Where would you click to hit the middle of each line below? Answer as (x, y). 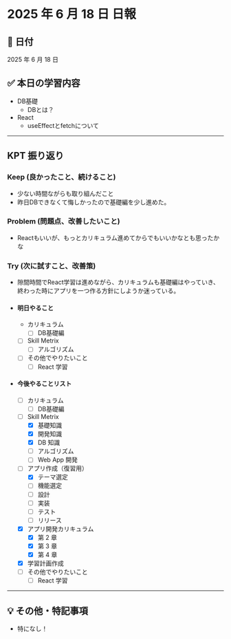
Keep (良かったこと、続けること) (62, 177)
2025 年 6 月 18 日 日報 (71, 14)
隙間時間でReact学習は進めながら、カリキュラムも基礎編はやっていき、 (118, 282)
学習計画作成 (45, 563)
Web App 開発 (57, 460)
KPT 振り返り (35, 156)
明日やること (35, 307)
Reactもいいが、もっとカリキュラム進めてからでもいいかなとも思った (115, 237)
